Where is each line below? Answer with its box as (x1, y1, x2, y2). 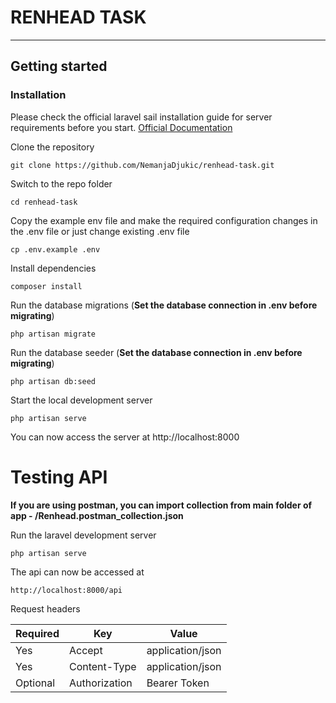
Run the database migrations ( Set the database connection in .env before (10, 299, 318, 311)
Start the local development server (10, 394, 153, 406)
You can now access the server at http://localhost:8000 (10, 431, 240, 443)
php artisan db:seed (10, 376, 97, 386)
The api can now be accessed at (10, 566, 145, 578)
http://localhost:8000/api (10, 585, 123, 595)
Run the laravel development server (10, 529, 157, 541)
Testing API (10, 466, 108, 488)
